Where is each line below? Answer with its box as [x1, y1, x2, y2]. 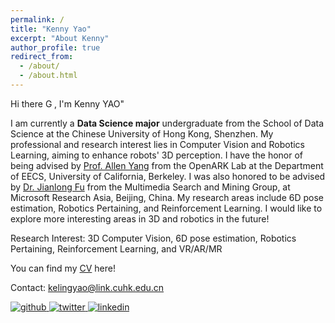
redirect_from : [10, 52, 74, 62]
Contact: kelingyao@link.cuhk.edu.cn [10, 281, 165, 293]
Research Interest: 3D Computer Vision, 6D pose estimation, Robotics [10, 232, 297, 244]
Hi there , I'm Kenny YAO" [10, 97, 125, 110]
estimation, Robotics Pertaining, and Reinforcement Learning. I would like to [10, 202, 323, 214]
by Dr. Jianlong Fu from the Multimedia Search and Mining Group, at [10, 181, 291, 193]
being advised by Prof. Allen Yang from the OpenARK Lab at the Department [10, 159, 324, 171]
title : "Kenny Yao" [10, 24, 92, 34]
